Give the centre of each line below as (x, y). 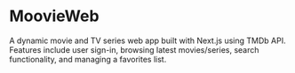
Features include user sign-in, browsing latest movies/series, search (134, 49)
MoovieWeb (54, 16)
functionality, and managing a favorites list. (88, 59)
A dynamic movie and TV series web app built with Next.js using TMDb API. (147, 40)
